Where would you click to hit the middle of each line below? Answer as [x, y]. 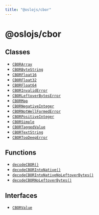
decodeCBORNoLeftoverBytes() [42, 181]
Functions [21, 153]
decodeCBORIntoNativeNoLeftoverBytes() [53, 175]
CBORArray [22, 64]
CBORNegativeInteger [33, 106]
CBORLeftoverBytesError [37, 96]
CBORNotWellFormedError [37, 111]
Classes [18, 52]
